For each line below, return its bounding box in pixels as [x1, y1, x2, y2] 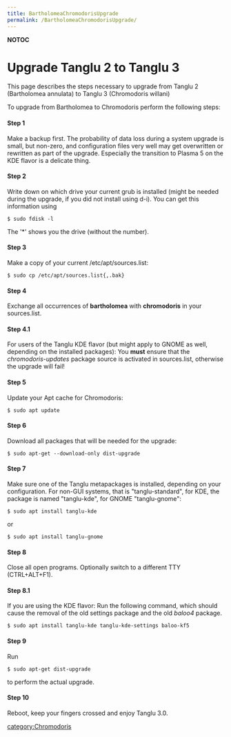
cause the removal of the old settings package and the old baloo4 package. [7, 609, 223, 618]
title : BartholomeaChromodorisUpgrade [7, 10, 119, 17]
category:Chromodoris [7, 722, 72, 730]
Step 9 [7, 637, 26, 645]
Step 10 [7, 694, 30, 702]
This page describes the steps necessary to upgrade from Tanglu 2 [7, 82, 199, 90]
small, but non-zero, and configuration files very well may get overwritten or [7, 141, 223, 150]
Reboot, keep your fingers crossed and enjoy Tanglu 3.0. [7, 709, 168, 717]
